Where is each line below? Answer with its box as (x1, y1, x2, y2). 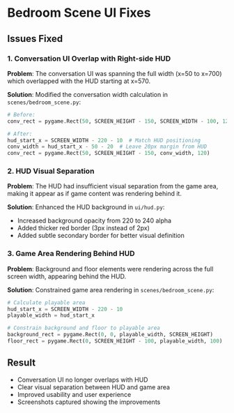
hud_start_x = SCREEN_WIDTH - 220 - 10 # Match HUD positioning (7, 137, 201, 144)
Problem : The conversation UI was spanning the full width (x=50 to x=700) (7, 69, 222, 77)
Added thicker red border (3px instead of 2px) (17, 224, 150, 232)
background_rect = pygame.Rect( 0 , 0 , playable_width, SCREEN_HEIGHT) (7, 331, 214, 338)
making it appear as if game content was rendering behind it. (7, 190, 182, 198)
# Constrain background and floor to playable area (7, 324, 160, 332)
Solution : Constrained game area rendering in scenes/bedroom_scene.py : (7, 285, 214, 294)
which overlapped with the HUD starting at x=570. (7, 77, 151, 85)
